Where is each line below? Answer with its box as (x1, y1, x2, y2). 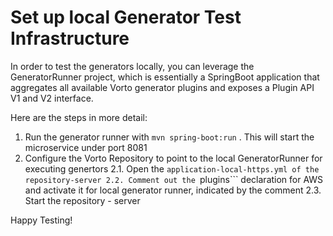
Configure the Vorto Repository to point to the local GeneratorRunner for (24, 152, 323, 164)
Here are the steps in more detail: (10, 111, 148, 123)
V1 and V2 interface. (10, 92, 94, 104)
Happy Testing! (10, 214, 73, 226)
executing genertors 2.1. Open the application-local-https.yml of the (24, 162, 320, 175)
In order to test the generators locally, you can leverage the (10, 60, 255, 72)
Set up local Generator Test (10, 6, 242, 29)
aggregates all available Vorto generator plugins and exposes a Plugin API (10, 81, 315, 93)
